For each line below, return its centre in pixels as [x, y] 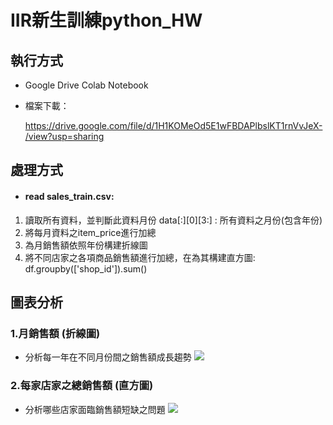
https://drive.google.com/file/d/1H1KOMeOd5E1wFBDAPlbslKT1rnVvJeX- [173, 125]
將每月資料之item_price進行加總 [90, 232]
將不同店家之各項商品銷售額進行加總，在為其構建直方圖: [140, 257]
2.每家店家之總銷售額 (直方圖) [82, 386]
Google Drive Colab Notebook [86, 85]
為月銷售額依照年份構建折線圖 [86, 245]
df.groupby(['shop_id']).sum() [86, 268]
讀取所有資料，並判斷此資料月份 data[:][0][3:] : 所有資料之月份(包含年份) [173, 220]
